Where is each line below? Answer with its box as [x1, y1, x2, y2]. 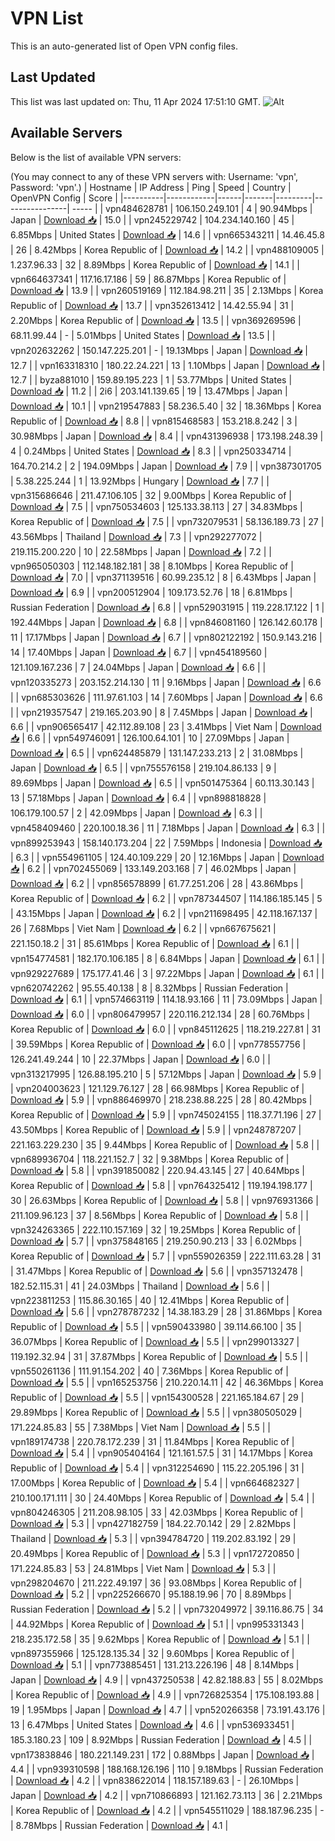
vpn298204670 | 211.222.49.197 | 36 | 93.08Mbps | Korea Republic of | [10, 1577, 303, 1589]
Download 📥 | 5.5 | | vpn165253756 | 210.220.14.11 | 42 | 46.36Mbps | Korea [10, 1376, 324, 1388]
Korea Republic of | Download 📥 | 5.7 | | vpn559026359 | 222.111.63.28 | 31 [10, 1250, 322, 1262]
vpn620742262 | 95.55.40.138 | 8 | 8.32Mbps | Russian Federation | [10, 982, 289, 994]
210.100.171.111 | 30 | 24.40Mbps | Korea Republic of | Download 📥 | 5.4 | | [10, 1492, 315, 1504]
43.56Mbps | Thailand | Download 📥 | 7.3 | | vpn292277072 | [10, 530, 263, 542]
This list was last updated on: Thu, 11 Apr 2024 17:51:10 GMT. [10, 95, 261, 107]
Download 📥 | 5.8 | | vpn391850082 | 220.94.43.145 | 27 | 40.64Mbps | [10, 1164, 305, 1176]
